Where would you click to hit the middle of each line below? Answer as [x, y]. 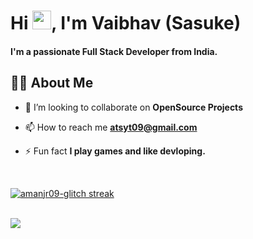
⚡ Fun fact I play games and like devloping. [115, 151]
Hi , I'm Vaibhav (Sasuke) [126, 23]
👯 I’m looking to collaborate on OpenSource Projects [133, 107]
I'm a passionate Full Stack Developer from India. [114, 51]
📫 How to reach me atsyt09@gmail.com [111, 127]
